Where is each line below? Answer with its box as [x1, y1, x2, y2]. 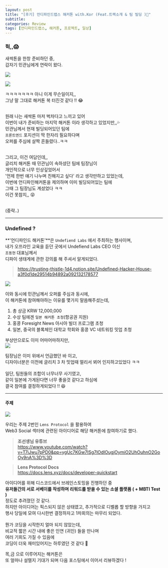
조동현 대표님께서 [5, 249, 37, 255]
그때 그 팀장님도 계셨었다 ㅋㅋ [5, 185, 63, 191]
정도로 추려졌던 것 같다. [5, 498, 51, 504]
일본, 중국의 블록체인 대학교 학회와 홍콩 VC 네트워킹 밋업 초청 [12, 326, 132, 332]
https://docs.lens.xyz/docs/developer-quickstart [17, 469, 117, 475]
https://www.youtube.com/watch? [17, 444, 88, 450]
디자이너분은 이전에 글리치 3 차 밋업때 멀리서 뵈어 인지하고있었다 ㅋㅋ [5, 359, 140, 365]
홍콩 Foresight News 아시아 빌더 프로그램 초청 [12, 320, 103, 326]
